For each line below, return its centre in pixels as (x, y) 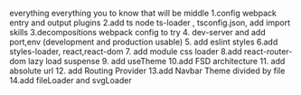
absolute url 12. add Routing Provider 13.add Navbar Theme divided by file (147, 71)
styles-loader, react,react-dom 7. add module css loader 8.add (126, 52)
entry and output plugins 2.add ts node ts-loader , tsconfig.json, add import (150, 23)
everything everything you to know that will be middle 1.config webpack (143, 13)
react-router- (268, 52)
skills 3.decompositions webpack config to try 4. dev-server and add (137, 32)
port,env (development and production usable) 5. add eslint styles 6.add (144, 42)
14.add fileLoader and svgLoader (71, 80)
